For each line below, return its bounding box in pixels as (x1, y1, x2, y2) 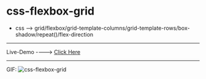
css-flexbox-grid (6, 4, 95, 18)
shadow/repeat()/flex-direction (15, 30, 94, 38)
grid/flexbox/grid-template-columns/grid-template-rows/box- (34, 24, 190, 32)
